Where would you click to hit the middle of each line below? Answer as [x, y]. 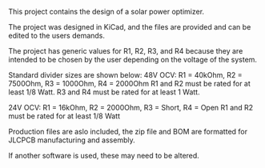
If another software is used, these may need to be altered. [104, 156]
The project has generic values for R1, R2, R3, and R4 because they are [126, 51]
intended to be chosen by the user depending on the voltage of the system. [133, 60]
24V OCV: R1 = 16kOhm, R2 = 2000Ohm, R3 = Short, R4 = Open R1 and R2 [131, 108]
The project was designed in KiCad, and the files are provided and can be [130, 27]
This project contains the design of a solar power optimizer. [106, 12]
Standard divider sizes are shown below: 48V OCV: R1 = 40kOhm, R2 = [125, 75]
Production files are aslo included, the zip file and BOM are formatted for [128, 132]
